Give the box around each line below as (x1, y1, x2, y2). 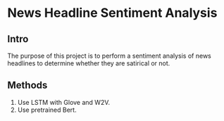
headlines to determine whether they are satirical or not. (7, 59, 170, 68)
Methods (7, 79, 48, 91)
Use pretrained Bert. (17, 106, 77, 114)
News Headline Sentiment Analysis (7, 5, 218, 21)
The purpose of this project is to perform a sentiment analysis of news (7, 51, 211, 60)
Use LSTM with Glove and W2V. (17, 98, 111, 106)
